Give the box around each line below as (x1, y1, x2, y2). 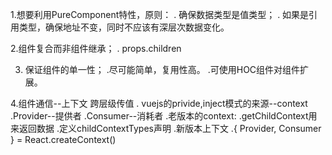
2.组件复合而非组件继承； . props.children (10, 43, 182, 54)
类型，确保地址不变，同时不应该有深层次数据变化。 (18, 21, 230, 33)
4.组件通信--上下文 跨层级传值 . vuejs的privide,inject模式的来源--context (10, 98, 308, 109)
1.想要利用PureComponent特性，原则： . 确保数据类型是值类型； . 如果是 (10, 9, 310, 20)
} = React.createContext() (10, 134, 117, 145)
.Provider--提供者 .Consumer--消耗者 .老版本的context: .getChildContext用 (10, 110, 318, 122)
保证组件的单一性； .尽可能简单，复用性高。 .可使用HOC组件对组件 (24, 64, 301, 75)
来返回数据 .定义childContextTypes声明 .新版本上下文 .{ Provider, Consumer (10, 123, 322, 134)
